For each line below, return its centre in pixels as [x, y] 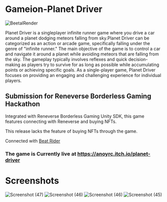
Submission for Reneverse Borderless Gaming [78, 96]
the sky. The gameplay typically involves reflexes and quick [66, 59]
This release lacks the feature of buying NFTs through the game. [72, 131]
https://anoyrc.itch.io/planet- [114, 153]
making [13, 64]
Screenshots [32, 180]
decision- [138, 59]
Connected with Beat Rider [33, 140]
